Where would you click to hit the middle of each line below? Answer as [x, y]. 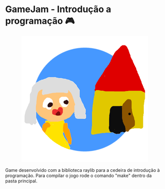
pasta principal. [21, 181]
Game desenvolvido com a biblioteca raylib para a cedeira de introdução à [82, 170]
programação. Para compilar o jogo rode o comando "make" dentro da [79, 175]
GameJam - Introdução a [58, 9]
